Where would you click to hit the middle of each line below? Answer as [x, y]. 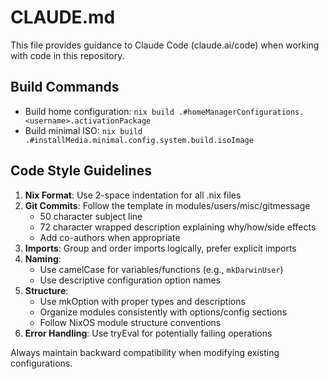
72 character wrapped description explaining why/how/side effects [178, 227]
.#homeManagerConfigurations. [241, 112]
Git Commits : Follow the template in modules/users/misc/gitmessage [167, 205]
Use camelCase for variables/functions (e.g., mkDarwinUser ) [161, 269]
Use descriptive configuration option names [130, 280]
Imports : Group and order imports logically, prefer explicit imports [160, 248]
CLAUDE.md [63, 17]
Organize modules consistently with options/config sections [163, 312]
